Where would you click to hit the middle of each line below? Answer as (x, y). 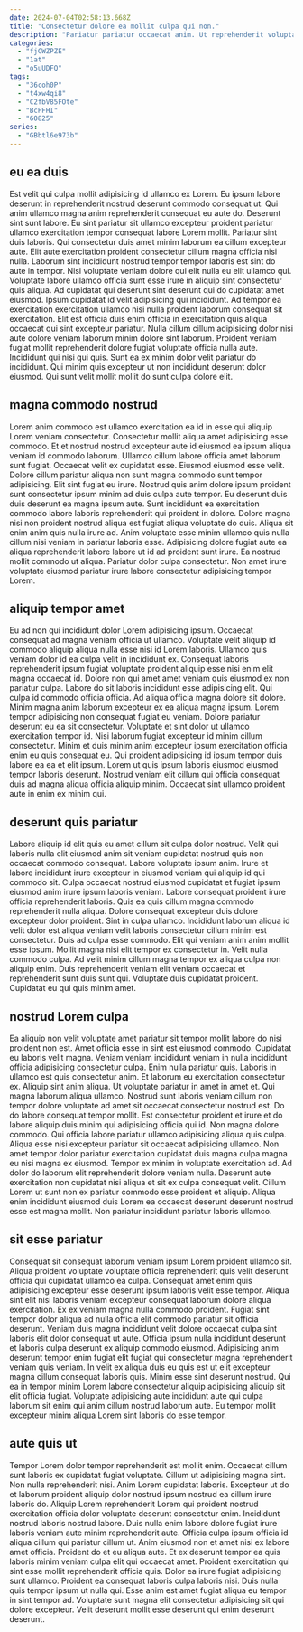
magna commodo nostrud (83, 405)
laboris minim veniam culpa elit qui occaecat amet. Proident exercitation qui (150, 1561)
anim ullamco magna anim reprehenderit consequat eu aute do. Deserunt (145, 212)
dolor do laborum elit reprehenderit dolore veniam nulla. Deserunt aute (140, 1173)
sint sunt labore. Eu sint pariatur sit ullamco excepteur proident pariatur (142, 222)
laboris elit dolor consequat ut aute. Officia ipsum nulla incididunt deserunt (148, 1338)
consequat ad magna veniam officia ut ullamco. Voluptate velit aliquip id (143, 640)
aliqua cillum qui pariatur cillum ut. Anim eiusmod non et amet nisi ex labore (150, 1542)
